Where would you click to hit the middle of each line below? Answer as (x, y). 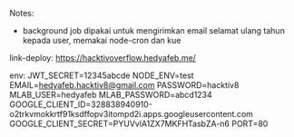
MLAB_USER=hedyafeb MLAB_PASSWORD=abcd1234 (111, 95)
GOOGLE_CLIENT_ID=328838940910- (81, 104)
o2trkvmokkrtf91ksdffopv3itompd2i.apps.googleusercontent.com (132, 114)
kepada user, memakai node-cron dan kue (102, 40)
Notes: (22, 13)
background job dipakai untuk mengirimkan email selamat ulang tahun (154, 30)
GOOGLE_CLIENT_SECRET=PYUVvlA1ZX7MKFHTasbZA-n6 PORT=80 (139, 123)
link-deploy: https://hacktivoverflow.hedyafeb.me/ (103, 58)
